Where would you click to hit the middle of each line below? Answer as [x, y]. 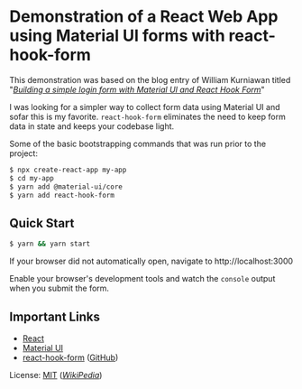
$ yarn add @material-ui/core [66, 187]
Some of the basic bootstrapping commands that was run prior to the [138, 144]
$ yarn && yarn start [50, 244]
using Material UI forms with [117, 36]
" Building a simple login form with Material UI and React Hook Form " [137, 89]
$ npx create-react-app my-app [68, 170]
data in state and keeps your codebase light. [92, 126]
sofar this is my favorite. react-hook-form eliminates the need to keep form [147, 116]
